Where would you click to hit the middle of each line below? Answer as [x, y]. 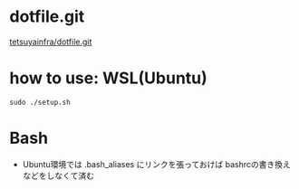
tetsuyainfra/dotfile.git [51, 42]
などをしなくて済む [58, 175]
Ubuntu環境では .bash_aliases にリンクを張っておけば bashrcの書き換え [157, 164]
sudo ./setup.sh [40, 102]
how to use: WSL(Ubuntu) [109, 78]
